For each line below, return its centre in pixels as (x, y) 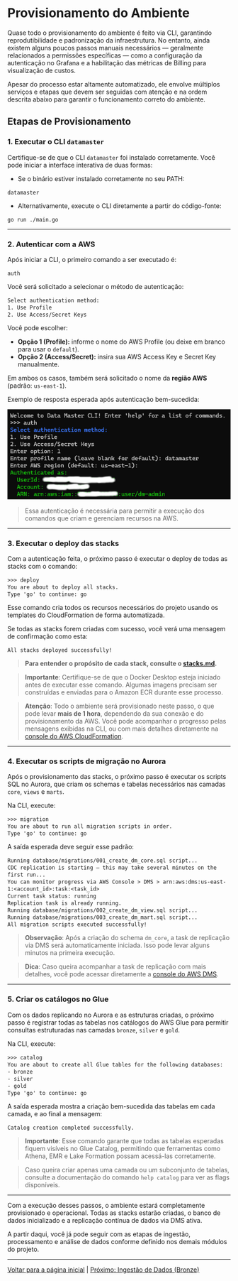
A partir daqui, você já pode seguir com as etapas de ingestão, (99, 1234)
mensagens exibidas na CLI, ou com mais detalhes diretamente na (121, 729)
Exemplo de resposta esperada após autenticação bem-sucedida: (103, 399)
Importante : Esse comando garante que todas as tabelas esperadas (124, 1140)
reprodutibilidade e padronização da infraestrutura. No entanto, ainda (109, 40)
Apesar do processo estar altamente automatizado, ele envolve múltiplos (114, 84)
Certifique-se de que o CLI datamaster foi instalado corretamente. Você (112, 157)
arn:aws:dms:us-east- (194, 882)
